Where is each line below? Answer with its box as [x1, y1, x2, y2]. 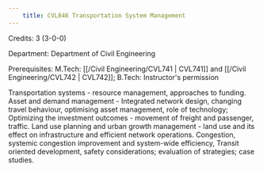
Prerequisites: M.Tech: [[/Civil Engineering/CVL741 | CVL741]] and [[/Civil [8, 64, 246, 74]
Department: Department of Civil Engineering [8, 48, 156, 58]
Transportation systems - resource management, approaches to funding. [8, 88, 247, 97]
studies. [8, 155, 34, 165]
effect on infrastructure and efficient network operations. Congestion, [8, 130, 236, 139]
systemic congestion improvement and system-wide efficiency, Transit [8, 138, 239, 147]
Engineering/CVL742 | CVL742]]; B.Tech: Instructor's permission [8, 72, 219, 82]
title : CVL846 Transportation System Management [22, 11, 186, 20]
